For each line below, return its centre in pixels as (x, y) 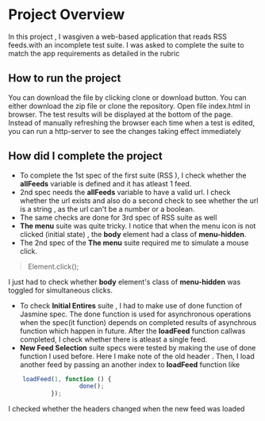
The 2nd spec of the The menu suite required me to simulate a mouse (134, 243)
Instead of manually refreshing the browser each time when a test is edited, (132, 122)
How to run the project (65, 78)
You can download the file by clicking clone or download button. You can (128, 98)
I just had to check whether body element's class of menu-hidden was (125, 281)
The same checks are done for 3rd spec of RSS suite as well (118, 217)
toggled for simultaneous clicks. (61, 290)
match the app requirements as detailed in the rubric (94, 53)
